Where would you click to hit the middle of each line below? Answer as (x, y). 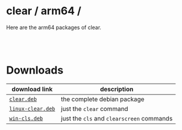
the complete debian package (103, 99)
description (117, 89)
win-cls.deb (26, 118)
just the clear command (94, 109)
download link (32, 89)
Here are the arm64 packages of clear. (54, 27)
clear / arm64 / (44, 11)
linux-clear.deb (32, 109)
